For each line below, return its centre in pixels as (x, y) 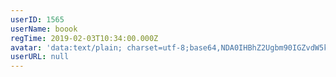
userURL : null (40, 57)
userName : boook (44, 29)
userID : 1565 (37, 19)
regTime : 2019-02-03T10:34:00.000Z (84, 38)
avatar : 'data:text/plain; (66, 47)
